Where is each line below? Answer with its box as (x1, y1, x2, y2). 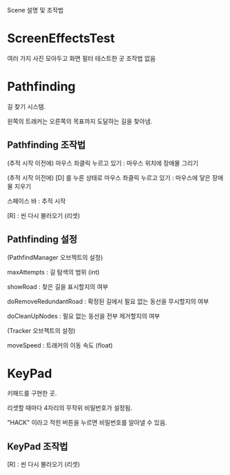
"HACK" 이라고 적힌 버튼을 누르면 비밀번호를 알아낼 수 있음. (7, 418, 167, 427)
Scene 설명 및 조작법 (7, 6, 64, 14)
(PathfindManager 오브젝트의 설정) (7, 253, 103, 261)
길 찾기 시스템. (7, 102, 46, 110)
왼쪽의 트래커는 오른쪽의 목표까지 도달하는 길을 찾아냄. (7, 117, 153, 125)
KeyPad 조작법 (7, 441, 68, 452)
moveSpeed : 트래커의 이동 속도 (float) (7, 341, 114, 350)
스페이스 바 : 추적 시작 (7, 196, 66, 205)
